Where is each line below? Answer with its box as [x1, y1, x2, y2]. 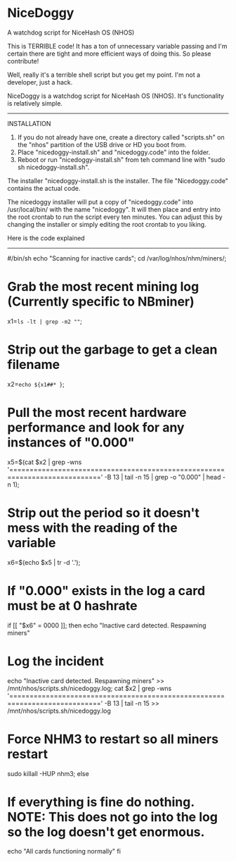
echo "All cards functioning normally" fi [7, 847, 122, 856]
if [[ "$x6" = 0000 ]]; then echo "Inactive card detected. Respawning [7, 621, 206, 630]
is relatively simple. [7, 99, 63, 107]
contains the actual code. [7, 184, 81, 192]
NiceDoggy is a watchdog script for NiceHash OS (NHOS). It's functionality [7, 92, 225, 100]
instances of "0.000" [7, 435, 135, 450]
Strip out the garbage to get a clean [7, 342, 218, 358]
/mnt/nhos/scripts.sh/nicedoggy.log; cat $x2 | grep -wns [7, 684, 172, 692]
